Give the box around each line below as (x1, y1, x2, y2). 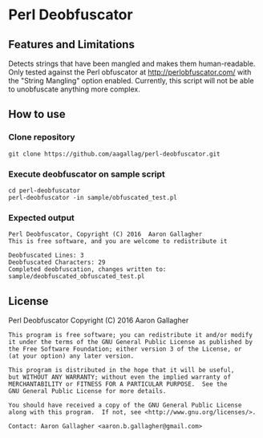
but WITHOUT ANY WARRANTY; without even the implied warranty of (8, 373, 231, 382)
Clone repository (8, 132, 75, 143)
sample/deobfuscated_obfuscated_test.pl (8, 273, 146, 281)
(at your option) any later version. (8, 352, 135, 360)
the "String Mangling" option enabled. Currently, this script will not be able (8, 76, 254, 85)
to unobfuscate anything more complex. (8, 84, 140, 94)
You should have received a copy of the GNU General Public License (8, 401, 242, 410)
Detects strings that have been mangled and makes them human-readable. (8, 59, 256, 68)
